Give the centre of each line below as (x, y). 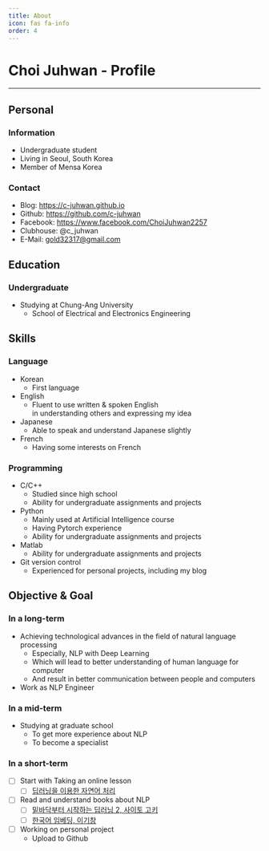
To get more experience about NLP (90, 734)
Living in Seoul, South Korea (66, 158)
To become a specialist (70, 742)
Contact (24, 188)
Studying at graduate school (66, 725)
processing (38, 644)
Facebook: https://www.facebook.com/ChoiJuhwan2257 (114, 222)
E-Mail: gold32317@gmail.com (70, 239)
